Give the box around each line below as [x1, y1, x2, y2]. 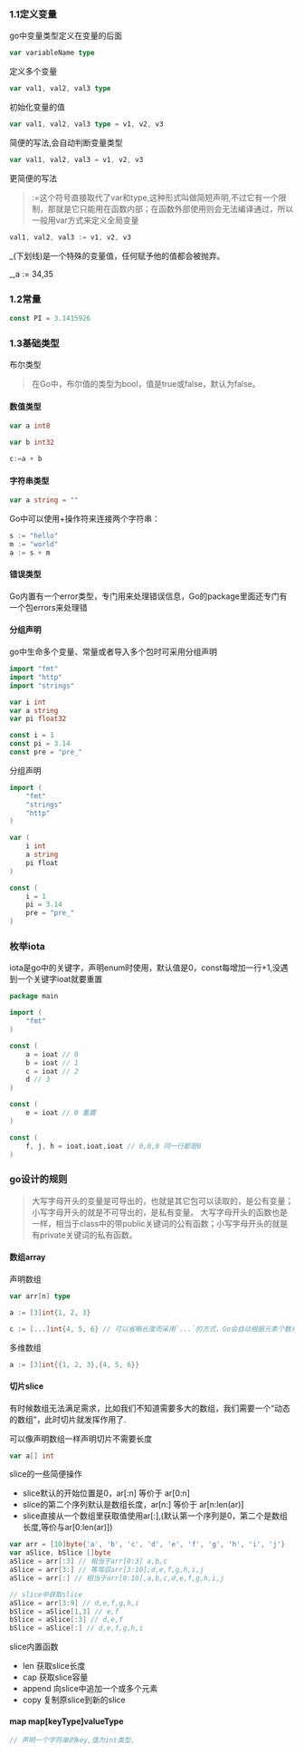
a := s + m [9, 548, 51, 557]
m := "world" [9, 539, 59, 549]
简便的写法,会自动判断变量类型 [9, 137, 124, 148]
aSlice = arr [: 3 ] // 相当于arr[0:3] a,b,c [9, 1556, 168, 1566]
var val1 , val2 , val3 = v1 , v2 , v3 [9, 155, 144, 164]
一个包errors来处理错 [9, 602, 88, 612]
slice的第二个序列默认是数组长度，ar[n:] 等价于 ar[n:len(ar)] [22, 1499, 244, 1510]
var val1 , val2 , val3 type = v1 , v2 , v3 [9, 120, 165, 129]
